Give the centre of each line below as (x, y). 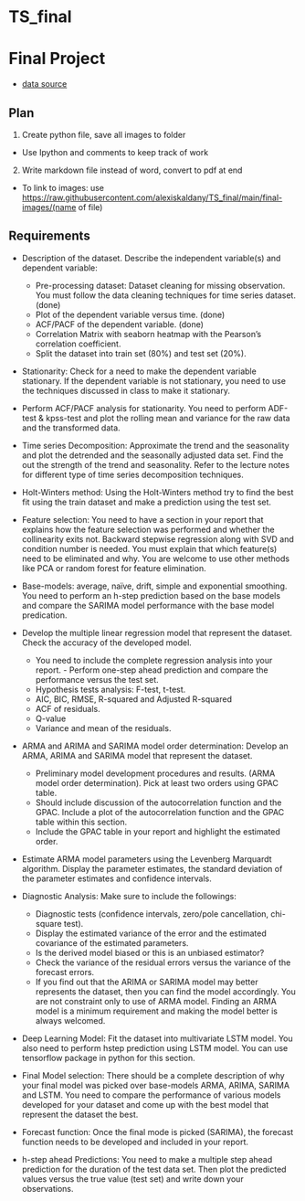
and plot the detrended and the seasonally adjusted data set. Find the (152, 455)
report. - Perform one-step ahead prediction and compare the (152, 670)
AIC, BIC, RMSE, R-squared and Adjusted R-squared (133, 699)
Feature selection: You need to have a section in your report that (142, 519)
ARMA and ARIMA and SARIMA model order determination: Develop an (155, 746)
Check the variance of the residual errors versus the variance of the (163, 962)
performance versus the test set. (97, 679)
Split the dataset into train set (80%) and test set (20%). (141, 353)
